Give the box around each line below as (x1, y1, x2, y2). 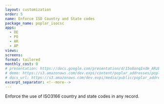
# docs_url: (5, 75, 29, 80)
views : (5, 48, 19, 53)
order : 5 (5, 12, 23, 17)
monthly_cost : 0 (5, 62, 38, 66)
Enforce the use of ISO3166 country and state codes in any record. (5, 93, 140, 99)
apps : (5, 25, 16, 30)
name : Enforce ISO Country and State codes (5, 16, 95, 21)
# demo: (5, 71, 21, 76)
